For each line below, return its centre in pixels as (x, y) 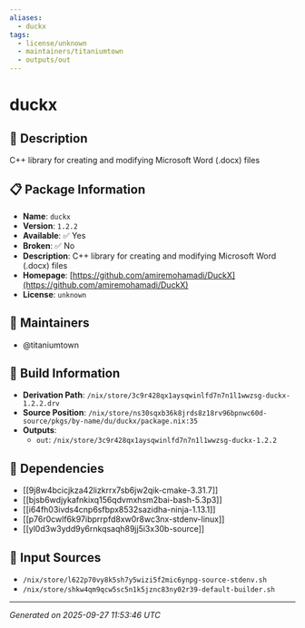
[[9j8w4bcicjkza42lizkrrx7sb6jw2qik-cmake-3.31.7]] (120, 490)
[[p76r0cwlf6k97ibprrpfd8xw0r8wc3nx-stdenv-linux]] (123, 519)
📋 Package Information (78, 190)
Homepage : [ (48, 275)
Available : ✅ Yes (54, 235)
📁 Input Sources (55, 558)
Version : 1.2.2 (50, 226)
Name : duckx (46, 216)
